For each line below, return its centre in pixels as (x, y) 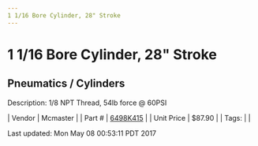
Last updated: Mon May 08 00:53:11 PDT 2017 (82, 133)
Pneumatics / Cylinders (66, 84)
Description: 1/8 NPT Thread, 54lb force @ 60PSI (87, 103)
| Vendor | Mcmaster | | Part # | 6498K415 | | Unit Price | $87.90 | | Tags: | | (129, 118)
